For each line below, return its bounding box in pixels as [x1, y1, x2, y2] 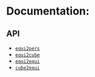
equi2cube [15, 52, 41, 58]
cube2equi [15, 65, 41, 71]
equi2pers [15, 45, 41, 52]
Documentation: [6, 4, 90, 18]
